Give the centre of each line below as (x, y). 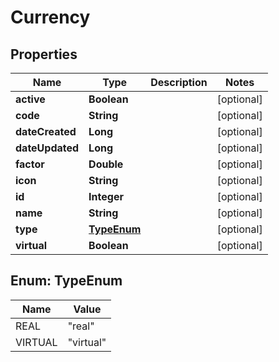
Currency (50, 17)
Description (179, 82)
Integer (106, 196)
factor (30, 164)
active (30, 99)
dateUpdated (47, 148)
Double (106, 164)
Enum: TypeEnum (66, 281)
